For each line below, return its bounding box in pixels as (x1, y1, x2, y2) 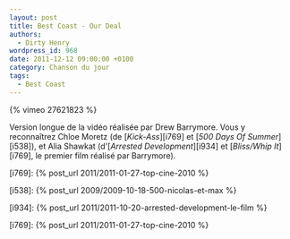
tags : (9, 72, 30, 81)
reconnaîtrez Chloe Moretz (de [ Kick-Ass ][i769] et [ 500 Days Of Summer (9, 131, 279, 141)
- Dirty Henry (17, 38, 70, 47)
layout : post (9, 13, 58, 22)
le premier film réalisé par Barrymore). (35, 149, 176, 161)
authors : (9, 30, 42, 38)
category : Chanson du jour (9, 64, 110, 73)
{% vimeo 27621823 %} (9, 104, 98, 115)
